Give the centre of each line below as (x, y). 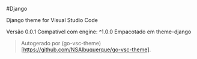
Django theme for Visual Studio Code (52, 20)
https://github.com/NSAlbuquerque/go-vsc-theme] (86, 49)
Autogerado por (41, 43)
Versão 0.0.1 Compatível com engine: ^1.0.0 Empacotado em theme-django (99, 32)
